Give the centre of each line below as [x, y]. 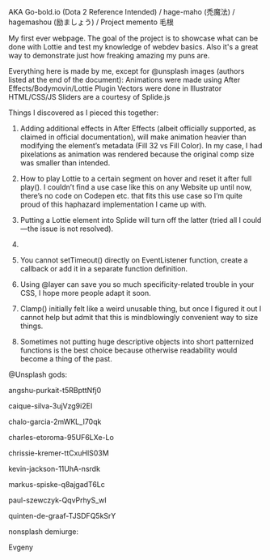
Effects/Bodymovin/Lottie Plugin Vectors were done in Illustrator [115, 88]
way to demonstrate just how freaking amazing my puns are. [109, 56]
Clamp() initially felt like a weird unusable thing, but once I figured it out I [141, 309]
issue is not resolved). [77, 229]
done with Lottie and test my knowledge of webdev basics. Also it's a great [133, 47]
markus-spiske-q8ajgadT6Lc [57, 484]
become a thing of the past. [66, 359]
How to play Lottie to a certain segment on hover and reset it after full [136, 178]
